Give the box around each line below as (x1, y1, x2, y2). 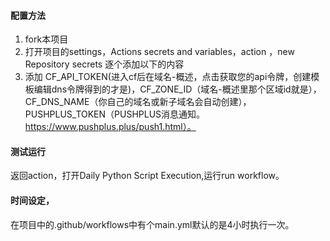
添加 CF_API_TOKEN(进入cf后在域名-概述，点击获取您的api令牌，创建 (24, 71, 312, 83)
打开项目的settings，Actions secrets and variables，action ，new (24, 46, 295, 58)
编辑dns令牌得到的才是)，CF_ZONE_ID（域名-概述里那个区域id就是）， (33, 83, 322, 95)
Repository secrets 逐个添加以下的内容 (24, 58, 185, 70)
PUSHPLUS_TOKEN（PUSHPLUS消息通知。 (24, 108, 206, 120)
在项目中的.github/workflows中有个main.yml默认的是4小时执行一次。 (10, 218, 295, 230)
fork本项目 (24, 33, 69, 45)
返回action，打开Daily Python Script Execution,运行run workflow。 (10, 170, 285, 182)
